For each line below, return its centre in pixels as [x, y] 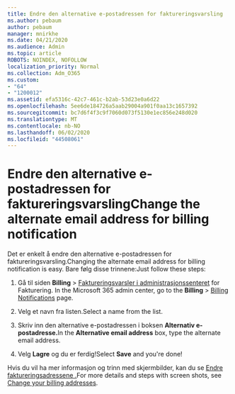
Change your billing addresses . [53, 383]
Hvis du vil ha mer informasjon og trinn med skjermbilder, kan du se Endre [115, 368]
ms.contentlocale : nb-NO [44, 126]
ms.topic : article [34, 54]
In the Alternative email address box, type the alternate [139, 333]
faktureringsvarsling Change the [104, 204]
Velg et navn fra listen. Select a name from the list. [90, 312]
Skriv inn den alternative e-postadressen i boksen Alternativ [106, 325]
